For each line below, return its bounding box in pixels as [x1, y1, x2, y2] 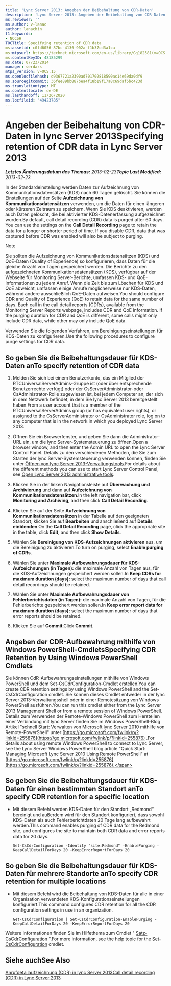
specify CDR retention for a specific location [5, 793, 150, 801]
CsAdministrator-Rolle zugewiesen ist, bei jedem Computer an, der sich [12, 391, 163, 397]
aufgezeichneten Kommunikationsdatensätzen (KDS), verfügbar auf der [5, 269, 156, 275]
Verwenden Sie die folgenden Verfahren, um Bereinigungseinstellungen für [5, 327, 163, 334]
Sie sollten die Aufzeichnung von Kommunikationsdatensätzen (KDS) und [5, 253, 160, 259]
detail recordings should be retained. [12, 582, 90, 587]
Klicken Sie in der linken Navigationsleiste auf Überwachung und [12, 482, 150, 487]
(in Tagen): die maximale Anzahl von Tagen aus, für [50, 565, 159, 571]
